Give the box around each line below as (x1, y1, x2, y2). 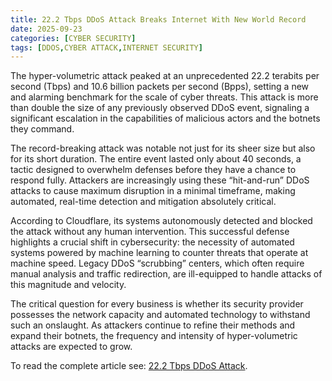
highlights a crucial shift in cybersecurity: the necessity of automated (10, 236, 295, 248)
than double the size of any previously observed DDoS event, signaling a (10, 102, 310, 114)
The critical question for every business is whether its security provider (10, 298, 304, 310)
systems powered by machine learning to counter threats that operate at (10, 247, 309, 259)
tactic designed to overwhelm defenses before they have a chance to (10, 164, 297, 176)
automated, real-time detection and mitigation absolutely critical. (10, 196, 277, 208)
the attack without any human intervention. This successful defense (10, 226, 290, 238)
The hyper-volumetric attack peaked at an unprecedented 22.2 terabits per (10, 70, 320, 82)
